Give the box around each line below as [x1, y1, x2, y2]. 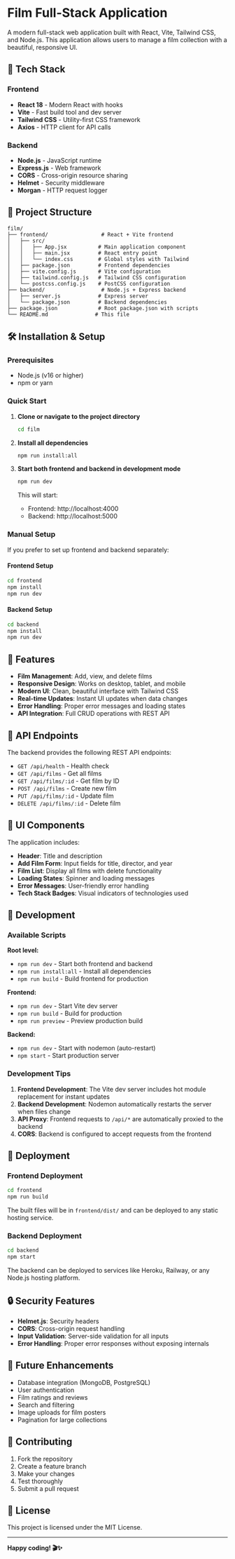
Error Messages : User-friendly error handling [17, 881, 149, 890]
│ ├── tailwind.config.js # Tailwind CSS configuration [7, 274, 187, 281]
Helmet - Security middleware [17, 178, 105, 187]
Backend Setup [7, 605, 52, 614]
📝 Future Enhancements [7, 1360, 114, 1372]
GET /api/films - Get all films [17, 769, 102, 777]
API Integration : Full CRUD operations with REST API [17, 709, 170, 718]
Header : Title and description [17, 851, 103, 860]
